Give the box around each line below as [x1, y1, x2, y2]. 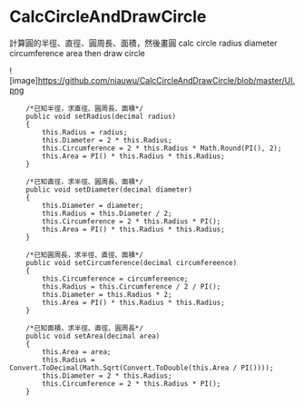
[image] [9, 74, 39, 85]
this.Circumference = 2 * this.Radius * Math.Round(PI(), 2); [42, 143, 282, 153]
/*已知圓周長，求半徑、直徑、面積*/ [25, 250, 143, 260]
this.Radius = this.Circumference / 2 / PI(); [42, 282, 221, 291]
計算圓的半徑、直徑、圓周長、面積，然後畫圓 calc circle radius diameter [9, 37, 278, 48]
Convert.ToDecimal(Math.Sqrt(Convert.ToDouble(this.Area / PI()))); [9, 363, 274, 372]
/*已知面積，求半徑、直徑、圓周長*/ [25, 323, 143, 332]
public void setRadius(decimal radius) [25, 112, 177, 121]
